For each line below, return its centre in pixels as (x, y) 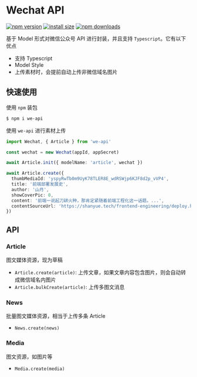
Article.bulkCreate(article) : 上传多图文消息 (69, 287)
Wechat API (35, 10)
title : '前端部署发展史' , (40, 184)
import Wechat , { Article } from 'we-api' (59, 141)
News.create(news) (37, 328)
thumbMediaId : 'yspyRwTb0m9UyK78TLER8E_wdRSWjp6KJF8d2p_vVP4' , (90, 179)
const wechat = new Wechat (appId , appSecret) (62, 152)
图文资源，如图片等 (29, 356)
